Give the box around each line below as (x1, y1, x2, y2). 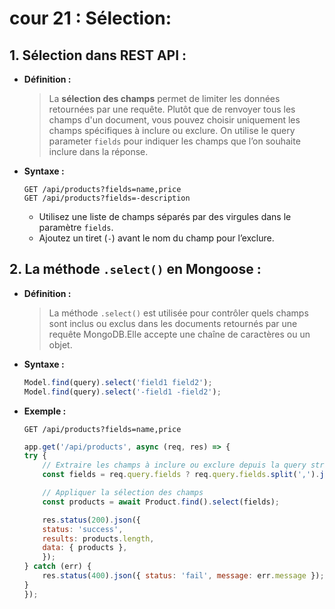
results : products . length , (42, 533, 155, 544)
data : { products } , (42, 543, 128, 553)
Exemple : (23, 405, 67, 417)
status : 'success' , (42, 524, 124, 534)
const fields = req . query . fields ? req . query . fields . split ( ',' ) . (42, 470, 321, 480)
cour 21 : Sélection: (9, 7, 172, 30)
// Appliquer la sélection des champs (42, 488, 204, 498)
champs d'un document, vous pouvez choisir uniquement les (48, 114, 301, 126)
